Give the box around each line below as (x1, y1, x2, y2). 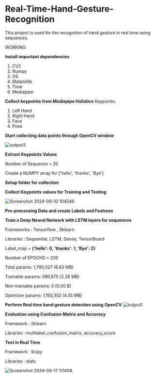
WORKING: (5, 44, 27, 50)
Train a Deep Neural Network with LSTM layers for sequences (5, 217, 132, 223)
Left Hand (12, 108, 32, 114)
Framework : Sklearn (5, 320, 46, 326)
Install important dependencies (5, 53, 70, 59)
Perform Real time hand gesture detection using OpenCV (5, 302, 122, 308)
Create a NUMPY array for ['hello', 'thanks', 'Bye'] (5, 170, 104, 176)
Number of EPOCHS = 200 (5, 255, 59, 261)
